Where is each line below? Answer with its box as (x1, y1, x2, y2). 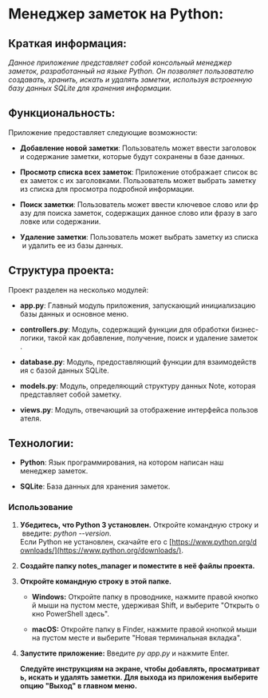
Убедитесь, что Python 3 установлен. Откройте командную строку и (19, 520, 259, 529)
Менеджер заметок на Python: (8, 5, 224, 23)
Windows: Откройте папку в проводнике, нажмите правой (31, 592, 233, 601)
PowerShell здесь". (45, 608, 110, 618)
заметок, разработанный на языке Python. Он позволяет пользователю (8, 66, 254, 76)
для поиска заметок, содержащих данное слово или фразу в (33, 208, 241, 217)
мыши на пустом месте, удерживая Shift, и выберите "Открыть (37, 600, 254, 610)
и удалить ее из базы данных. (22, 241, 124, 250)
